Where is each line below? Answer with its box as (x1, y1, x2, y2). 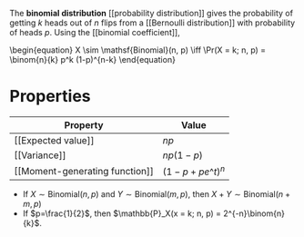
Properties (9, 86, 91, 107)
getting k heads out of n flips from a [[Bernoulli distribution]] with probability (9, 17, 296, 28)
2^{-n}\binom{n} (222, 208, 285, 219)
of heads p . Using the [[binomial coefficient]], (9, 27, 180, 37)
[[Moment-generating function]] (14, 164, 155, 177)
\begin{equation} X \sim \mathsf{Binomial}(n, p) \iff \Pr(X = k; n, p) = (9, 44, 267, 55)
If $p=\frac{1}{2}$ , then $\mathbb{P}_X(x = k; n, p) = (22, 208, 221, 219)
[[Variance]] (14, 149, 66, 162)
